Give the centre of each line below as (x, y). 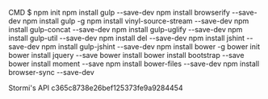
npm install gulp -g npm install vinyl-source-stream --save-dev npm (136, 21)
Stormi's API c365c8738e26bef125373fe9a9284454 (96, 88)
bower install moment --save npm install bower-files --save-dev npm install (134, 64)
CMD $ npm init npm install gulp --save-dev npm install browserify (119, 12)
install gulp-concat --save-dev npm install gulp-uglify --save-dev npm (126, 29)
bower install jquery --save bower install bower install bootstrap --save (126, 55)
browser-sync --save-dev (51, 72)
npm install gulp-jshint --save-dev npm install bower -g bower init (151, 47)
